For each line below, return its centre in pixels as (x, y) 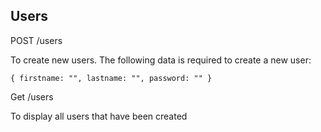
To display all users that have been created (99, 116)
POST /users (36, 40)
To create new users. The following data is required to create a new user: (161, 60)
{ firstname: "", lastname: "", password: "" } (111, 78)
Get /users (32, 96)
